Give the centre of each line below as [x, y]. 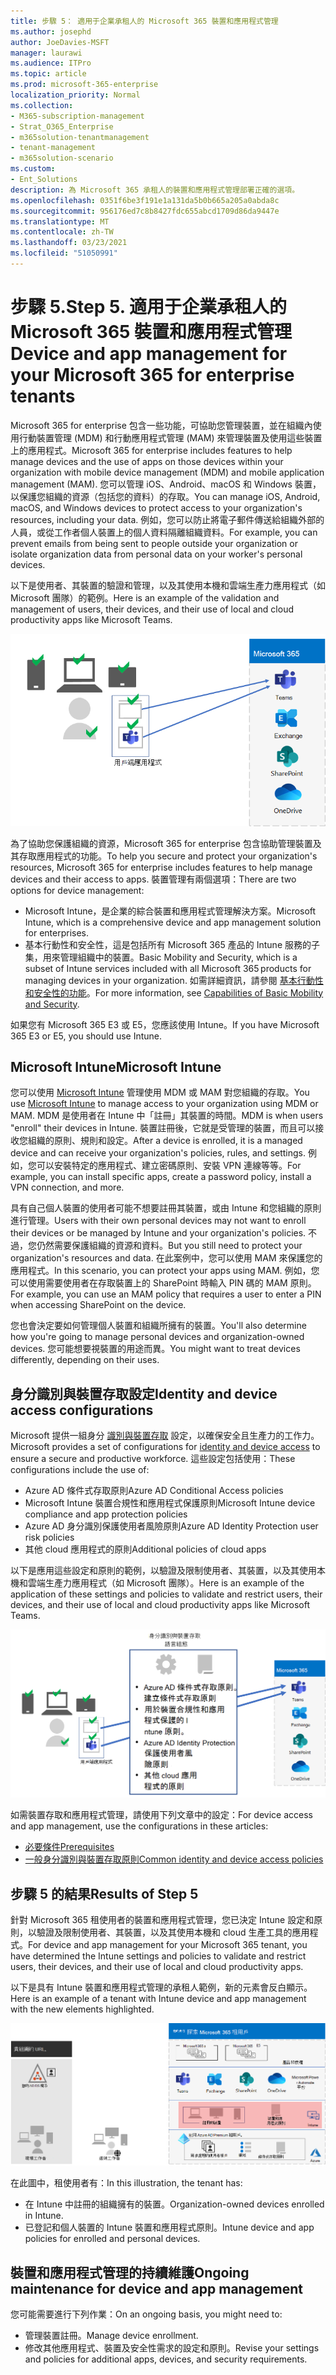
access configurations [82, 1410]
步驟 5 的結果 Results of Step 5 [104, 1893]
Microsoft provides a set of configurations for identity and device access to [165, 1447]
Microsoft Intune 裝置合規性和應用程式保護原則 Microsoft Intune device [170, 1503]
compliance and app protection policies [106, 1514]
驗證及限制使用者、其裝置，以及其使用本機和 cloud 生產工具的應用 [173, 1932]
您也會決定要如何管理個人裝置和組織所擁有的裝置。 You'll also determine [158, 1326]
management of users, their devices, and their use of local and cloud [152, 609]
